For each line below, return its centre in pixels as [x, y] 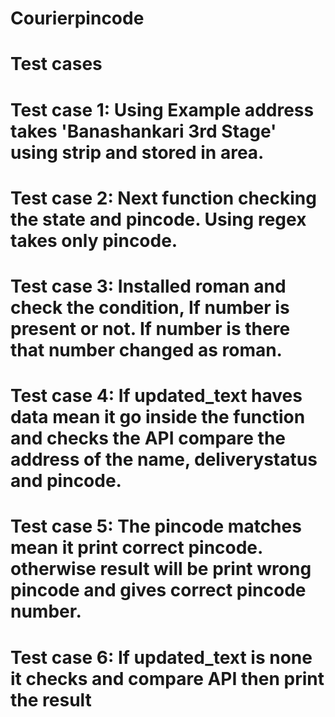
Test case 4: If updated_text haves [156, 396]
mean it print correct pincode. [136, 548]
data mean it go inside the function [158, 417]
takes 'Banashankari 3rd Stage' [143, 131]
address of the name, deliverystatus [164, 459]
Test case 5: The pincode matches [156, 526]
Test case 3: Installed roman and [148, 286]
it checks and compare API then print [167, 678]
